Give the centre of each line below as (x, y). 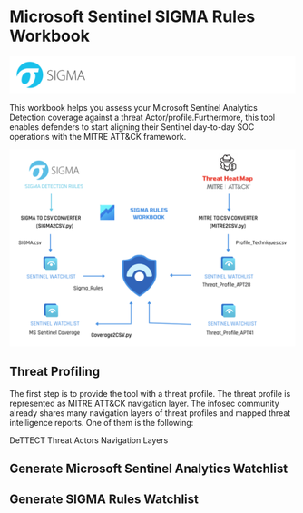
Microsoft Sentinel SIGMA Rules (132, 17)
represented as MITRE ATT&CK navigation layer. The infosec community (144, 403)
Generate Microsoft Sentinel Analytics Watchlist (149, 469)
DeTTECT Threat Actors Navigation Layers (89, 440)
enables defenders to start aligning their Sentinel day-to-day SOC (132, 127)
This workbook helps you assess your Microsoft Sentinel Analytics (134, 108)
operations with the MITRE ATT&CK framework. (98, 137)
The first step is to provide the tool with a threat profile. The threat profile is (150, 393)
